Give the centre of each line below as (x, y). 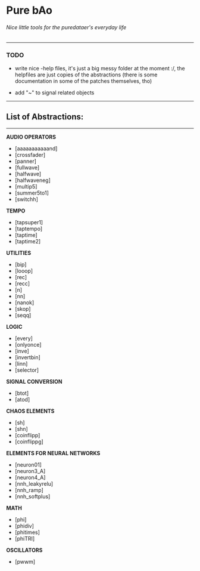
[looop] (24, 271)
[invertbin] (27, 357)
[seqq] (23, 315)
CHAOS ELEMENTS (30, 411)
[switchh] (26, 199)
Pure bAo (29, 10)
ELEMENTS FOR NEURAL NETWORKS (53, 453)
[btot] (21, 393)
